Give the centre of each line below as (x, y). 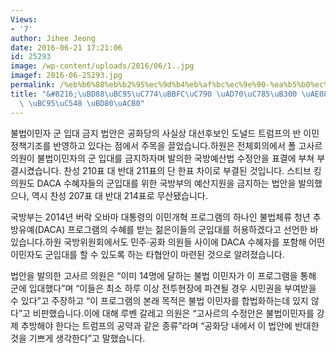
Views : (24, 19)
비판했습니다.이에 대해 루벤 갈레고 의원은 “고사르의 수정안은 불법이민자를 (173, 313)
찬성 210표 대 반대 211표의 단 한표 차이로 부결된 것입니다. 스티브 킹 (192, 170)
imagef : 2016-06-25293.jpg (66, 76)
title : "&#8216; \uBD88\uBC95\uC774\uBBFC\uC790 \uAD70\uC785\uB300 (154, 94)
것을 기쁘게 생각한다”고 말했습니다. (78, 338)
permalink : (33, 85)
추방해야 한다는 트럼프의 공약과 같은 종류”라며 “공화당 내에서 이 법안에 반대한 (170, 325)
